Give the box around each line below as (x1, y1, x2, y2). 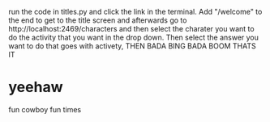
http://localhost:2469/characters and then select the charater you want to (8, 24, 255, 33)
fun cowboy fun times (8, 104, 82, 114)
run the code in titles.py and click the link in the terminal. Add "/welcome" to (8, 7, 263, 16)
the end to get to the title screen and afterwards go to (8, 15, 187, 25)
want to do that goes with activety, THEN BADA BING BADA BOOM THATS (8, 41, 257, 51)
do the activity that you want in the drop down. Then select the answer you (8, 32, 259, 42)
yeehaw (8, 78, 63, 96)
